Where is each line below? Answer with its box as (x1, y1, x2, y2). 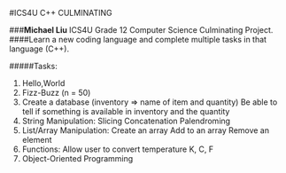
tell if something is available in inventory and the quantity (21, 106, 230, 116)
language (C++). (9, 43, 69, 54)
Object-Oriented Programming (21, 153, 134, 163)
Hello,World (21, 78, 66, 88)
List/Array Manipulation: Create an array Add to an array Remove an (21, 125, 270, 136)
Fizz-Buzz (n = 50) (21, 88, 91, 98)
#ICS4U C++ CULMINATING (9, 8, 112, 18)
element (21, 135, 52, 145)
